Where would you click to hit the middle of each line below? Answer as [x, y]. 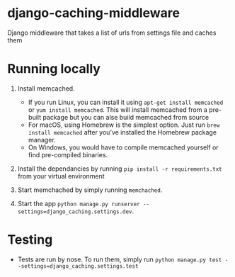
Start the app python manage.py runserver [79, 203]
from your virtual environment [61, 176]
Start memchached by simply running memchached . [90, 190]
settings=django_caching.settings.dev [75, 211]
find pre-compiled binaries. [68, 154]
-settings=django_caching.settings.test [78, 266]
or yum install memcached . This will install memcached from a [117, 109]
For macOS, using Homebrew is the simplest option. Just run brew [124, 125]
